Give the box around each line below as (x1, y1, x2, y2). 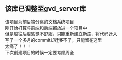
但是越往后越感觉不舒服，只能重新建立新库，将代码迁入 (5, 31, 117, 37)
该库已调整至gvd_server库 (5, 4, 86, 13)
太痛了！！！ (5, 43, 31, 49)
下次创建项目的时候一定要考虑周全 (5, 49, 74, 55)
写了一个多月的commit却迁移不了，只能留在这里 (5, 37, 102, 43)
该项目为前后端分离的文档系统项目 (5, 19, 74, 25)
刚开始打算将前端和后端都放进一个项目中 (5, 25, 87, 30)
